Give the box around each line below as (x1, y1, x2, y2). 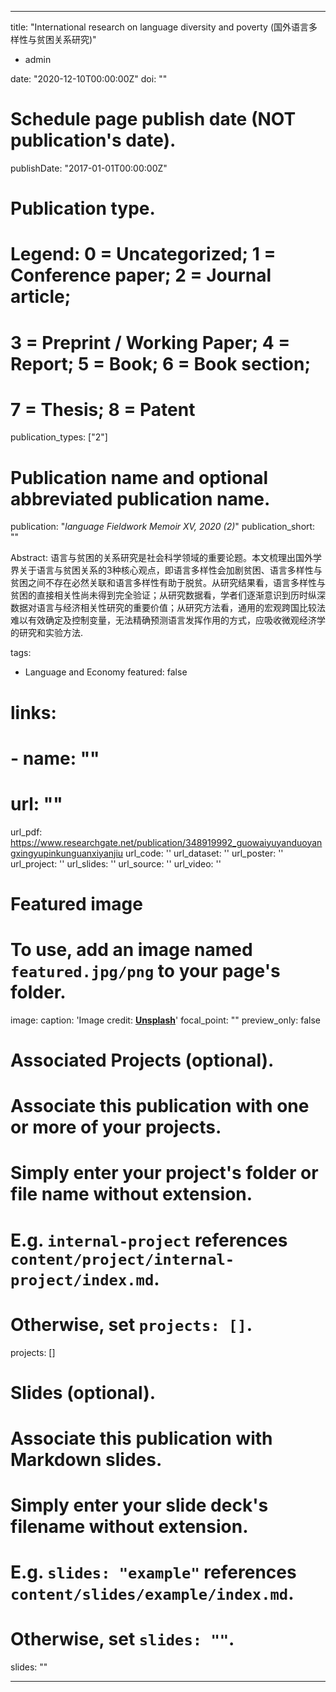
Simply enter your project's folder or (10, 1162, 319, 1185)
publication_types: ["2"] (10, 431, 108, 443)
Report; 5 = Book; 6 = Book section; (10, 352, 312, 375)
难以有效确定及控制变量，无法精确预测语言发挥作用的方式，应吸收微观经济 (10, 614, 317, 626)
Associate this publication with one (10, 1095, 310, 1118)
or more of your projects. (10, 1116, 222, 1139)
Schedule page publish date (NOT (10, 108, 297, 131)
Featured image (10, 892, 143, 915)
